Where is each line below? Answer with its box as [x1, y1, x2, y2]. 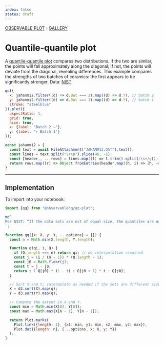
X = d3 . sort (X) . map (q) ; [9, 286, 58, 291]
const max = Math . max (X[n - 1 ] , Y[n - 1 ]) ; [9, 308, 100, 314]
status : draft [5, 12, 34, 17]
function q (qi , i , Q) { [9, 246, 58, 251]
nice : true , [9, 120, 34, 125]
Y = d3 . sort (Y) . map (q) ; [9, 291, 58, 296]
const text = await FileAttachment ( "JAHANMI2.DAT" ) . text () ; [9, 147, 134, 152]
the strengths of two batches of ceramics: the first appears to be [5, 74, 135, 80]
